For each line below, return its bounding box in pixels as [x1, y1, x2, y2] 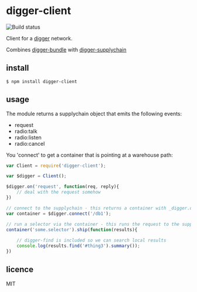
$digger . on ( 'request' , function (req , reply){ [6, 184, 119, 190]
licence [6, 264, 34, 274]
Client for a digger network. [6, 35, 73, 42]
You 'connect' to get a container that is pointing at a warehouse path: [6, 151, 173, 159]
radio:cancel [14, 140, 45, 147]
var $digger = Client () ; [6, 173, 67, 179]
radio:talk [14, 128, 38, 135]
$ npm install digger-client [6, 78, 77, 84]
